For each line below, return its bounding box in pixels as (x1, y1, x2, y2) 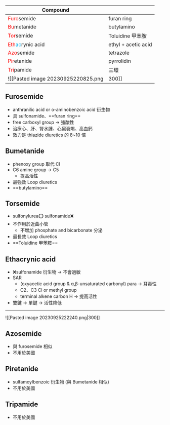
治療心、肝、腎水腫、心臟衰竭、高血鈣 (12, 125, 93, 131)
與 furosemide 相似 (12, 343, 53, 350)
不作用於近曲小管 (12, 221, 49, 227)
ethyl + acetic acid (108, 41, 152, 48)
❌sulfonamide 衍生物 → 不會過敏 (12, 269, 81, 275)
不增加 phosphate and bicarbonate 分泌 (20, 227, 103, 234)
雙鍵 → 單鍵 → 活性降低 (12, 300, 62, 306)
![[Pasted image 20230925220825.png (8, 75, 104, 82)
